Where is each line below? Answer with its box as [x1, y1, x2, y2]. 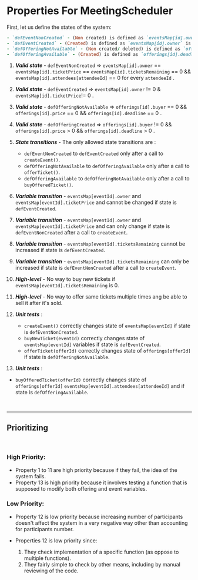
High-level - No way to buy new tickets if [15, 276, 116, 283]
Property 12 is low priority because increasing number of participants [15, 513, 183, 520]
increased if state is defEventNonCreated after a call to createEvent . [15, 264, 177, 271]
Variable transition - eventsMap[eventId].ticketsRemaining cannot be [15, 240, 186, 247]
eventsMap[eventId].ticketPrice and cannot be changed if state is [15, 199, 177, 206]
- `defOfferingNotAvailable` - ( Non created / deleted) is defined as [6, 46, 181, 52]
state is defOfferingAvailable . [15, 389, 89, 396]
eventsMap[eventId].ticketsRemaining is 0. [15, 282, 119, 289]
